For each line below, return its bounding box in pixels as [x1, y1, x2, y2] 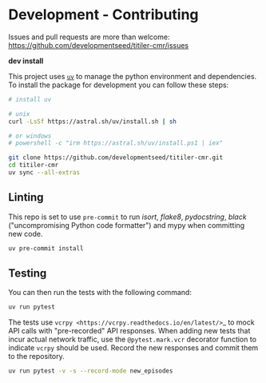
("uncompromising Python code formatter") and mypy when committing [8, 220, 245, 229]
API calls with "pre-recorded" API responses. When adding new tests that [8, 326, 251, 336]
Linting [8, 190, 44, 205]
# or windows [8, 132, 52, 140]
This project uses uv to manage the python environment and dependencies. [8, 71, 257, 81]
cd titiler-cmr [8, 162, 59, 170]
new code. [8, 229, 43, 238]
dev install [8, 56, 44, 66]
